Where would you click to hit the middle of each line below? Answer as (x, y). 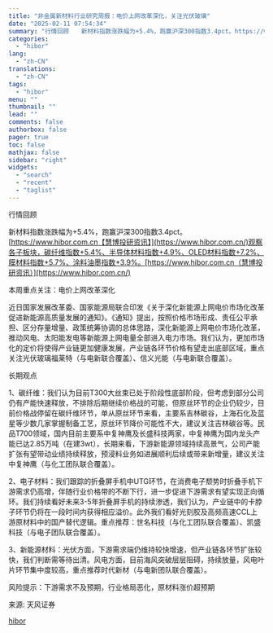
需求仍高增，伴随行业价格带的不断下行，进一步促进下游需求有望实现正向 (136, 491)
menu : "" (23, 99)
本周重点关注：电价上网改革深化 (62, 289)
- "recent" (34, 183)
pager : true (28, 137)
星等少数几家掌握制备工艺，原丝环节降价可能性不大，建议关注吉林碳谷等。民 (136, 423)
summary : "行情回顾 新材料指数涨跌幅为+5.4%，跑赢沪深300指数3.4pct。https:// (136, 31)
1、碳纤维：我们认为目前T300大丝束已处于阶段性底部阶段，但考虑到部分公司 (136, 393)
